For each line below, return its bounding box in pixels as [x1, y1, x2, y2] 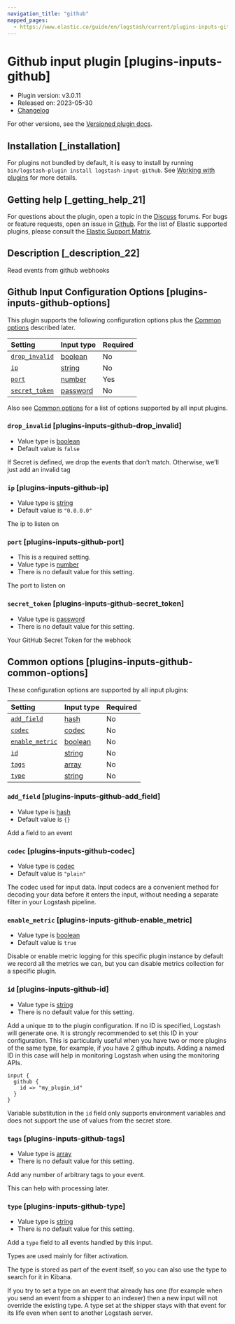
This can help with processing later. [7, 1184, 110, 1193]
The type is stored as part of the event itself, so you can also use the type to [7, 1265, 227, 1274]
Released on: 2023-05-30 [17, 99, 93, 107]
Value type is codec [17, 862, 75, 871]
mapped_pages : [7, 17, 49, 24]
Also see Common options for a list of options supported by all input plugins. [7, 404, 228, 412]
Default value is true [17, 939, 77, 947]
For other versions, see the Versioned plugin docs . [7, 120, 152, 128]
